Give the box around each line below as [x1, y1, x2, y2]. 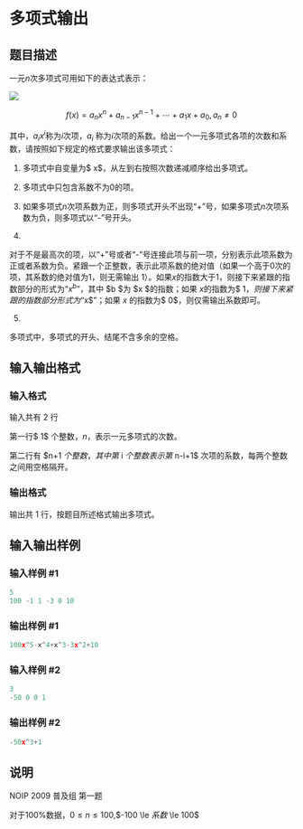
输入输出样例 [9, 537, 81, 552]
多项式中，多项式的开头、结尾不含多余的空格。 [9, 331, 183, 342]
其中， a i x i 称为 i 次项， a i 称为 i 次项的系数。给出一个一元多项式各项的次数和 [9, 128, 280, 143]
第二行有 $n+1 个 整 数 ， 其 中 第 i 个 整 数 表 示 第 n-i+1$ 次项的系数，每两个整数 [9, 450, 289, 461]
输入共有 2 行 [9, 412, 59, 423]
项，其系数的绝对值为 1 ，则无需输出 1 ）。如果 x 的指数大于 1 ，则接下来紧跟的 [9, 271, 282, 282]
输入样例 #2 [9, 664, 61, 676]
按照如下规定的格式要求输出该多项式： [32, 143, 176, 154]
